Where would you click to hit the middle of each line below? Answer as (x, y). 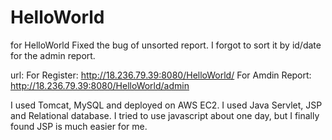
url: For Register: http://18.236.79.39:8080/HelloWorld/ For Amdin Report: (161, 75)
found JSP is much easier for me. (79, 126)
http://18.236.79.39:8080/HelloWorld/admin (100, 85)
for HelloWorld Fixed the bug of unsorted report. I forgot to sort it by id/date (166, 45)
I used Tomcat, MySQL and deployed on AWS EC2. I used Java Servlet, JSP (166, 105)
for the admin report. (53, 55)
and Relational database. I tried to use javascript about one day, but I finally (165, 115)
